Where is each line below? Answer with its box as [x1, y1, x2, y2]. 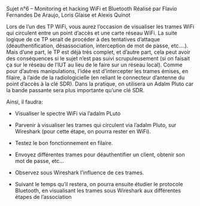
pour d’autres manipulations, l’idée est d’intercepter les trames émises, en [6, 68, 189, 74]
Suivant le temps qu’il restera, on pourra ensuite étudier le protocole [14, 181, 183, 187]
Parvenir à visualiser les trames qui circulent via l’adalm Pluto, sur [14, 122, 177, 128]
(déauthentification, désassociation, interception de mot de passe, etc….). [6, 42, 189, 49]
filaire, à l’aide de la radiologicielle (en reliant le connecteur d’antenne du [6, 74, 185, 81]
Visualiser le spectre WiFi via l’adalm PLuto [14, 110, 121, 117]
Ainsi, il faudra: [6, 98, 43, 105]
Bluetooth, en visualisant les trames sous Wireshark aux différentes [14, 187, 181, 194]
